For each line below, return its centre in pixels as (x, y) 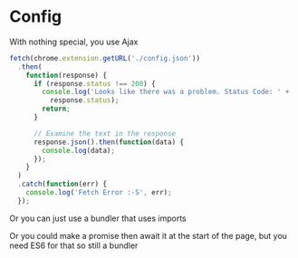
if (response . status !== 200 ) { (94, 83)
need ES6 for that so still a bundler (74, 245)
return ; (56, 109)
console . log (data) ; (79, 150)
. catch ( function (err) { (62, 184)
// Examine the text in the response (105, 133)
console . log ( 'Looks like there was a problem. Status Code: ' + (166, 92)
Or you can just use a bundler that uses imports (98, 218)
